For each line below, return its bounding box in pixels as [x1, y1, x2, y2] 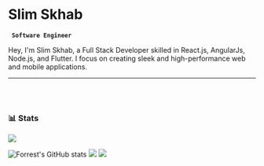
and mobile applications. [8, 61, 88, 72]
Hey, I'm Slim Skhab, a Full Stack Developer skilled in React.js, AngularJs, [8, 45, 245, 54]
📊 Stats [8, 113, 39, 124]
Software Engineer [11, 31, 72, 39]
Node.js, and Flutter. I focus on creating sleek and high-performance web [8, 53, 246, 63]
